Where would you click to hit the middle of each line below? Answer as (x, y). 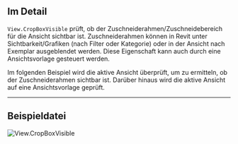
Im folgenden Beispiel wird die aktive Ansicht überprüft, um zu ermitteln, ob (118, 72)
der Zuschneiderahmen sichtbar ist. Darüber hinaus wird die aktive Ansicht (117, 80)
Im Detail (27, 12)
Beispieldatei (37, 116)
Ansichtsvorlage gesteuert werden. (58, 59)
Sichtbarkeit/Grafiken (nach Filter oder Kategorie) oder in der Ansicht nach (116, 43)
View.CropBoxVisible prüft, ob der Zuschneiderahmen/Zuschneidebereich (115, 28)
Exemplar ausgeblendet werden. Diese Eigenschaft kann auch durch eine (114, 51)
